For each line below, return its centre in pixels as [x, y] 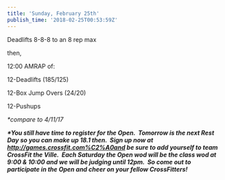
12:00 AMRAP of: [31, 66]
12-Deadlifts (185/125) [38, 79]
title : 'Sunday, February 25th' [53, 13]
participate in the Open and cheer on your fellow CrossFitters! [97, 169]
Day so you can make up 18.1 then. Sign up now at [80, 140]
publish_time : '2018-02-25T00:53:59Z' [62, 20]
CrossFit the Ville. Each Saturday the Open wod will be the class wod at [112, 155]
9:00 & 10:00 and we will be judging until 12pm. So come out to [99, 161]
